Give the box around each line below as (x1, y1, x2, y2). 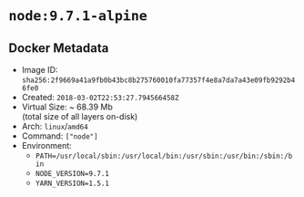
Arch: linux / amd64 (21, 121, 88, 131)
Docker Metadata (8, 40, 109, 56)
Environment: (21, 140, 72, 150)
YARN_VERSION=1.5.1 (35, 179, 110, 188)
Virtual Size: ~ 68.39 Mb (21, 101, 113, 112)
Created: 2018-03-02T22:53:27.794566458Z (21, 92, 179, 102)
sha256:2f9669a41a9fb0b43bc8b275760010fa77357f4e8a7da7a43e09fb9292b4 (21, 76, 296, 85)
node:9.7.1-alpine (8, 7, 147, 25)
